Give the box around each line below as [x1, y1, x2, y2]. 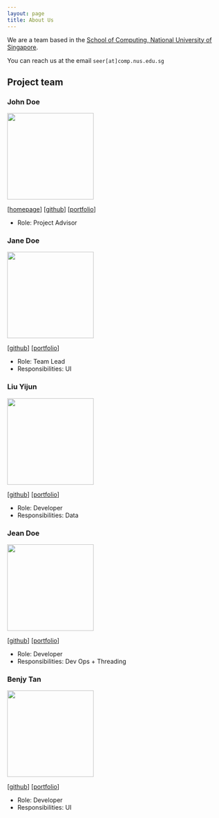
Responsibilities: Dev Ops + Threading [17, 658, 126, 666]
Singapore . [7, 43, 39, 51]
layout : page [7, 10, 45, 17]
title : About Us [7, 17, 54, 24]
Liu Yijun [7, 382, 37, 391]
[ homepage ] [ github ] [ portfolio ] [7, 205, 97, 214]
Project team [7, 76, 64, 88]
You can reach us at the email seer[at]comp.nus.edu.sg [7, 56, 164, 64]
